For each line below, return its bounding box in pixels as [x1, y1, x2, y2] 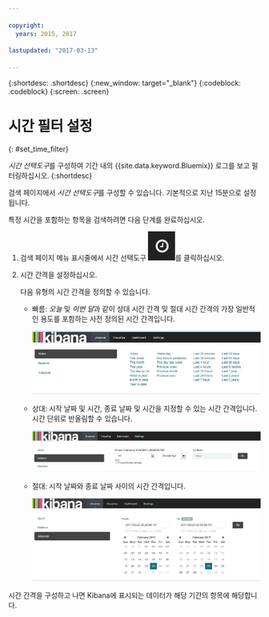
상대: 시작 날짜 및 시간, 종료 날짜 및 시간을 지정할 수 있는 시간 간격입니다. [31, 403, 258, 413]
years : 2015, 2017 [15, 30, 78, 38]
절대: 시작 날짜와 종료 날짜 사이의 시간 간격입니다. [31, 482, 186, 491]
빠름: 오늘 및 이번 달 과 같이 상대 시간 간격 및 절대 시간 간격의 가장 [31, 304, 235, 313]
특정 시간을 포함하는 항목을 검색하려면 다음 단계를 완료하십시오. [8, 215, 206, 224]
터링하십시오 [8, 171, 48, 180]
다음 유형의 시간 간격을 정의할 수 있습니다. [19, 287, 151, 296]
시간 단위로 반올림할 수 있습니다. [31, 413, 133, 423]
